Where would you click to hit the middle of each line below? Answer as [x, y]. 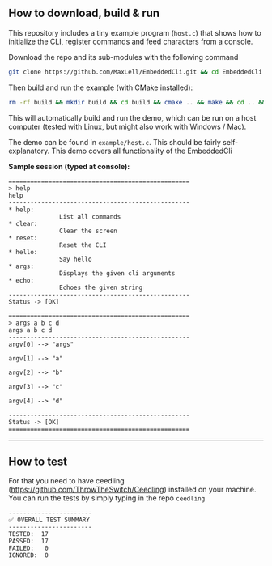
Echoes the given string [101, 287]
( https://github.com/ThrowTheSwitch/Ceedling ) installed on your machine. [132, 490]
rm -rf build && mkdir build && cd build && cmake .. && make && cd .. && [137, 102]
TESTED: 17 [28, 534]
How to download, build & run [84, 13]
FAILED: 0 [28, 549]
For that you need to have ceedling [66, 481]
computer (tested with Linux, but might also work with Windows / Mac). [127, 126]
